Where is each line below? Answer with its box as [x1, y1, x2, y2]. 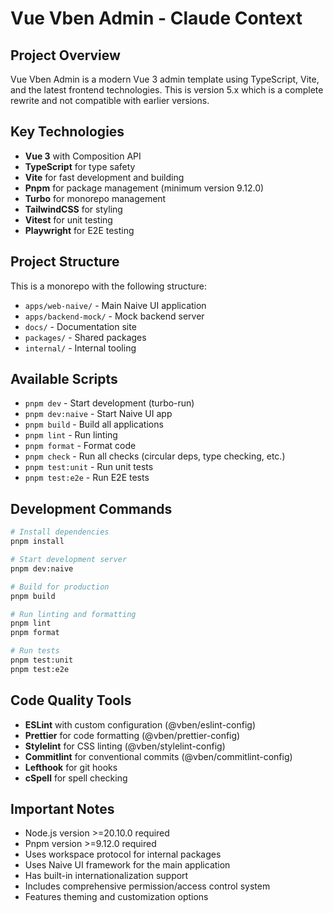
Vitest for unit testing [24, 213, 113, 226]
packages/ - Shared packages [24, 331, 147, 343]
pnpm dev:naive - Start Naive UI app [24, 408, 173, 420]
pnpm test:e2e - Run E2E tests [24, 472, 150, 484]
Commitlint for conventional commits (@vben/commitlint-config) [24, 750, 293, 762]
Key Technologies [10, 123, 125, 141]
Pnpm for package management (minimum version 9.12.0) [24, 182, 265, 194]
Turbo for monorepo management [24, 192, 167, 204]
